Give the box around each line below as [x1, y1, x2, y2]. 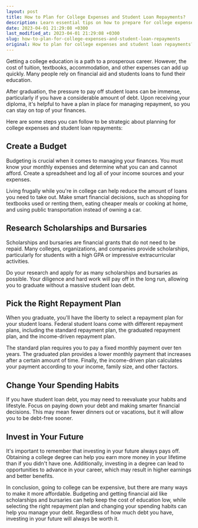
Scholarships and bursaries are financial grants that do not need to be [6, 239, 176, 246]
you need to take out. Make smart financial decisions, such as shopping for [6, 193, 189, 200]
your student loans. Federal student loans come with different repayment [6, 321, 183, 328]
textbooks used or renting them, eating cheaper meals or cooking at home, [6, 200, 188, 207]
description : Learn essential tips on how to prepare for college [6, 19, 173, 25]
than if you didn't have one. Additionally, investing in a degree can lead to [6, 460, 184, 467]
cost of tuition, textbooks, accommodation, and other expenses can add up [6, 64, 189, 71]
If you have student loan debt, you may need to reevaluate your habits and [6, 396, 187, 403]
